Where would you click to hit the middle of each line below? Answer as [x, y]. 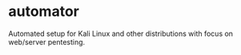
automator [44, 12]
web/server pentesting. [47, 41]
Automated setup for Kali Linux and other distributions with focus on [121, 33]
